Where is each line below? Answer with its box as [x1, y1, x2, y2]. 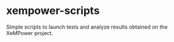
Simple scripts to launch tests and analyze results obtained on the [6, 23, 168, 30]
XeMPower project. [6, 29, 54, 36]
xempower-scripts [6, 4, 100, 17]
